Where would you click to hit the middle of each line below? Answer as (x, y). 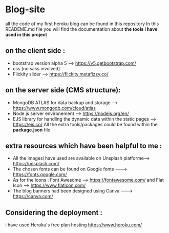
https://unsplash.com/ (36, 164)
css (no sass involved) (36, 68)
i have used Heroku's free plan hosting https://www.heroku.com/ (74, 225)
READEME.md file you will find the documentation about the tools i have (81, 29)
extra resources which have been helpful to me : (84, 145)
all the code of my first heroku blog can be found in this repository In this (82, 24)
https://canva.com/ (33, 197)
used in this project (26, 34)
